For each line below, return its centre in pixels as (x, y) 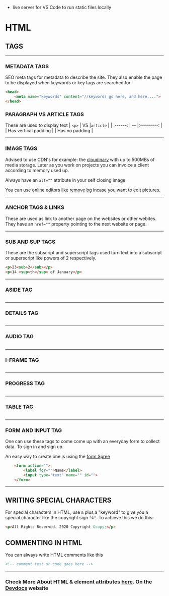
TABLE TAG (19, 407)
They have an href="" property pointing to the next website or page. (76, 224)
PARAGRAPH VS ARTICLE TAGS (45, 114)
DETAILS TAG (22, 313)
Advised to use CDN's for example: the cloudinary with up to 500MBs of (80, 159)
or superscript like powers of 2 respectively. (51, 258)
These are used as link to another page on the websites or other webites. (81, 219)
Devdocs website (27, 588)
